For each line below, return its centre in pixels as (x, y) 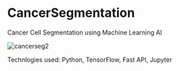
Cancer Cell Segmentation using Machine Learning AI (85, 32)
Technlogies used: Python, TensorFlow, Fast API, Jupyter (90, 59)
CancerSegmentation (71, 13)
